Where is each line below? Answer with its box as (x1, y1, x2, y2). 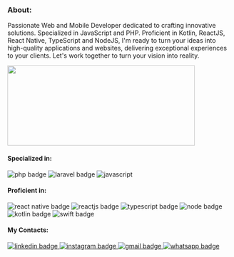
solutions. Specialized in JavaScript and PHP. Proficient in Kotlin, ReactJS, (7, 28, 225, 37)
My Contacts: (7, 226, 49, 234)
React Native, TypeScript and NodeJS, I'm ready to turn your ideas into (7, 36, 216, 45)
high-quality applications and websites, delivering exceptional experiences (7, 44, 227, 53)
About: (7, 5, 32, 15)
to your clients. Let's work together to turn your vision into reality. (7, 51, 200, 60)
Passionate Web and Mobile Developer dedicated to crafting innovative (7, 21, 216, 30)
